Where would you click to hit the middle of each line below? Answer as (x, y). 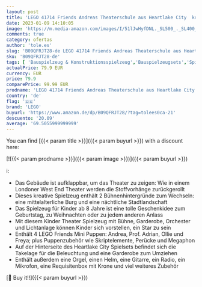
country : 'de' (24, 96)
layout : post (23, 12)
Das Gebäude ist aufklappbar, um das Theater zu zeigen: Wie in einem (102, 183)
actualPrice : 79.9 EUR (35, 68)
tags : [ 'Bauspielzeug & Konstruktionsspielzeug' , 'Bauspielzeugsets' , (96, 62)
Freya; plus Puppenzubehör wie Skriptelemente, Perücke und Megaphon (105, 241)
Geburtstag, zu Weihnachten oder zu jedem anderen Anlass (89, 215)
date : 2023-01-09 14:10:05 (40, 23)
